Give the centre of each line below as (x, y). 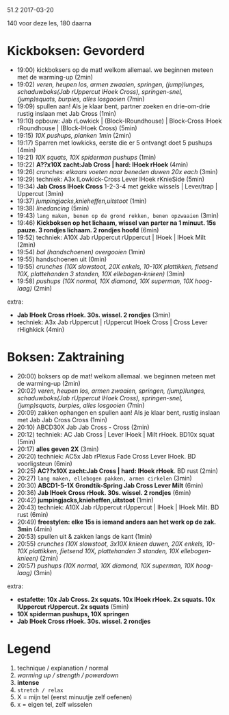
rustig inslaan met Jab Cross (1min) (67, 113)
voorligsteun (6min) (45, 463)
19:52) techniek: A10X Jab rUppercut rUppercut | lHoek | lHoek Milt (111, 237)
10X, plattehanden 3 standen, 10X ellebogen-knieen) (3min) (101, 274)
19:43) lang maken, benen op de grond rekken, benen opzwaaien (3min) (118, 215)
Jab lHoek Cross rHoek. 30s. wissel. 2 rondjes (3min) (94, 315)
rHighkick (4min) (41, 329)
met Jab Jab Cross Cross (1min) (62, 420)
